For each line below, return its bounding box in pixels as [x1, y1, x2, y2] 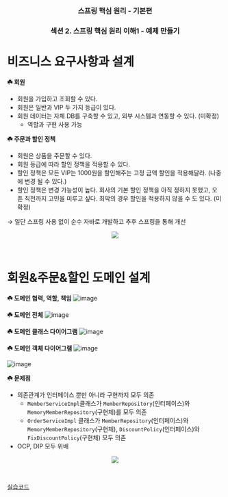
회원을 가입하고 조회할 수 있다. [16, 94, 98, 103]
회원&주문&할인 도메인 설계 [7, 270, 151, 285]
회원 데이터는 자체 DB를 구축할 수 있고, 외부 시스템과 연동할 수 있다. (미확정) [16, 112, 219, 120]
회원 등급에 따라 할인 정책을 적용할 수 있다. [16, 160, 131, 168]
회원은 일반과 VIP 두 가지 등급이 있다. [16, 103, 116, 111]
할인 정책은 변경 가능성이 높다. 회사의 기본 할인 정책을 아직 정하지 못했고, [16, 186, 211, 194]
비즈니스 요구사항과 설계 [7, 54, 135, 70]
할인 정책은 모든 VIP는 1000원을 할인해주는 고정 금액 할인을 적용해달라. [16, 168, 207, 177]
